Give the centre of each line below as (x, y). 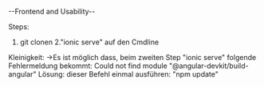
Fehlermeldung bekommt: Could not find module (88, 66)
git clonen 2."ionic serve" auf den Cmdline (89, 42)
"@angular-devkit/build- (209, 66)
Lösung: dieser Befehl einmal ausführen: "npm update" (128, 74)
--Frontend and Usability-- (52, 11)
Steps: (19, 26)
